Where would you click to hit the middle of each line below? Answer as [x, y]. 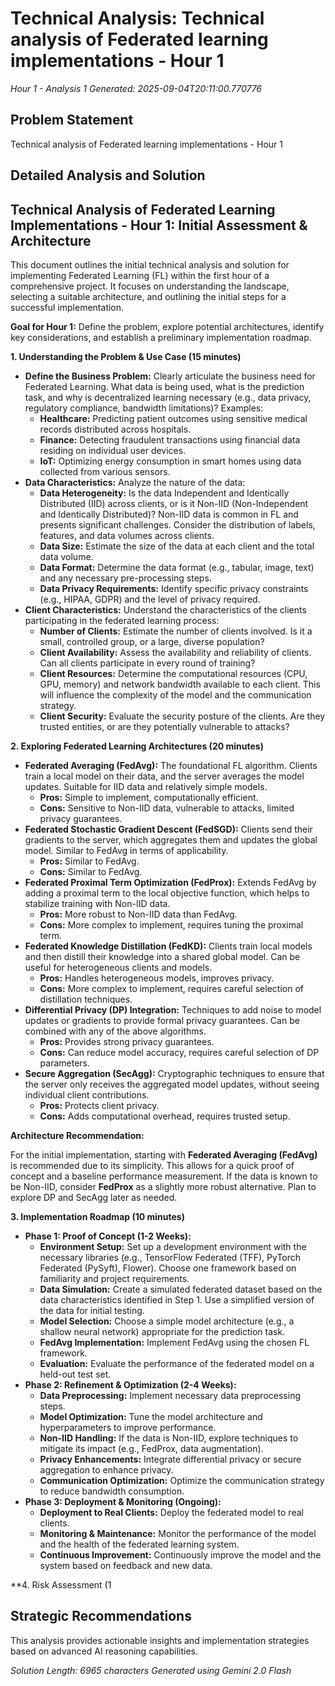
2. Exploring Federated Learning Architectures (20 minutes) [137, 746]
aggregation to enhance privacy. [106, 1469]
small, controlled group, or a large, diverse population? [152, 641]
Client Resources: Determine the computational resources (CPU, [173, 673]
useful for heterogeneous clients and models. [118, 967]
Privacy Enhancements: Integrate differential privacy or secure [170, 1459]
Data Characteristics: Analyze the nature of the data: [135, 482]
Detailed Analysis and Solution [108, 175]
